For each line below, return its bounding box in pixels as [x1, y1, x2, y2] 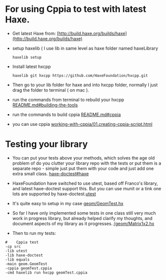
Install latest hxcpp [12, 63, 51, 69]
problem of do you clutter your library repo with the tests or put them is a [12, 160, 162, 166]
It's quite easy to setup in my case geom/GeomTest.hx [12, 200, 124, 206]
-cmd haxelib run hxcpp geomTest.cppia [5, 270, 88, 275]
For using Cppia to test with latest [5, 3, 146, 15]
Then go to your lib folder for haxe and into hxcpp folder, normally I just [12, 82, 158, 88]
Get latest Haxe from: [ [12, 30, 59, 36]
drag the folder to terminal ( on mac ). [12, 87, 89, 93]
